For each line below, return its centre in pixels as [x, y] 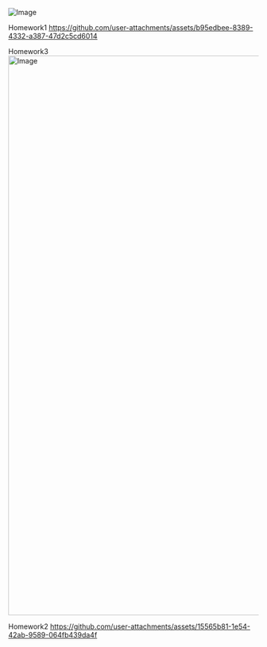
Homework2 [29, 626]
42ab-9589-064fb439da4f [53, 635]
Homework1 [28, 27]
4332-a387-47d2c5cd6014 [53, 36]
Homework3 [29, 51]
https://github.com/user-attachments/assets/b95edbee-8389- [151, 27]
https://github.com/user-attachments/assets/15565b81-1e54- [150, 626]
